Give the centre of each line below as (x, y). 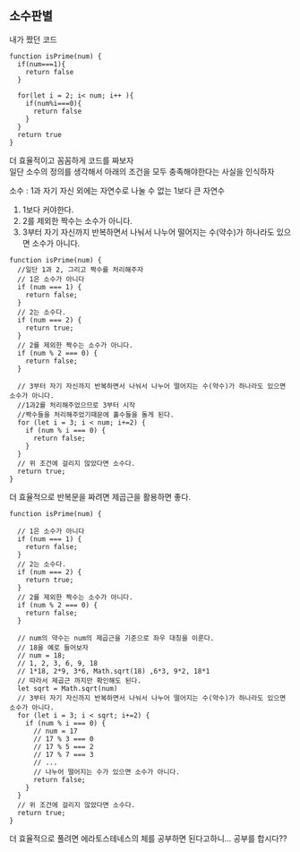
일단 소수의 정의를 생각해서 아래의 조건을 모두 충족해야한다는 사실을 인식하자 (142, 171)
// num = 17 (55, 731)
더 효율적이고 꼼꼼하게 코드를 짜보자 (72, 160)
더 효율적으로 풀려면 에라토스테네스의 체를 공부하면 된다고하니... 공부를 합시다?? (148, 838)
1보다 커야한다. (48, 210)
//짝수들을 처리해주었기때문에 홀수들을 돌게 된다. (96, 415)
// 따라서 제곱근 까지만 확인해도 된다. (79, 680)
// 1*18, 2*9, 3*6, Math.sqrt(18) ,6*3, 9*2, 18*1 (114, 671)
